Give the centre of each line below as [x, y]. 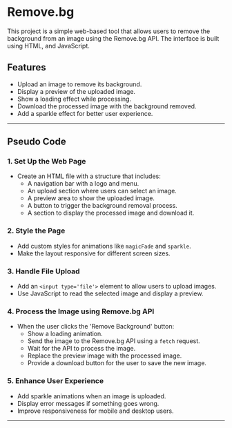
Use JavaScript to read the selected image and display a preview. [110, 293]
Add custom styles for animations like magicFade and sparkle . [104, 246]
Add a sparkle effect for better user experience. [85, 113]
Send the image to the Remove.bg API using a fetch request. [114, 341]
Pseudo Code [37, 142]
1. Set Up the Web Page [47, 162]
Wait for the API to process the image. [81, 349]
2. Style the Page [36, 231]
